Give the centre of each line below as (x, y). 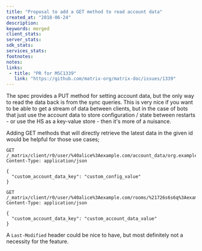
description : (23, 23)
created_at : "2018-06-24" (38, 17)
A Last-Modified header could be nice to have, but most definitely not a (95, 235)
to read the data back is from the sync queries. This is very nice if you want (100, 102)
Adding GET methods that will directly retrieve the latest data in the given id (100, 133)
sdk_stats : (20, 46)
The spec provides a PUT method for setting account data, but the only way (100, 96)
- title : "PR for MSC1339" (43, 73)
